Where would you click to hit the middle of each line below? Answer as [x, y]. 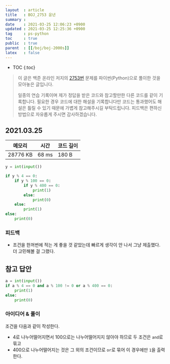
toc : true [21, 39]
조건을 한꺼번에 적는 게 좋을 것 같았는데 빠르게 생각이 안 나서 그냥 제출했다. [87, 245]
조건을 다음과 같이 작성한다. [33, 326]
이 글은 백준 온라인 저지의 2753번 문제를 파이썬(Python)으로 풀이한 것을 [89, 78]
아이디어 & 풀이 [23, 314]
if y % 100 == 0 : [33, 181]
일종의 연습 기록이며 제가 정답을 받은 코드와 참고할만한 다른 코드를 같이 [88, 95]
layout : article [25, 10]
